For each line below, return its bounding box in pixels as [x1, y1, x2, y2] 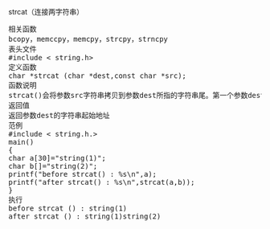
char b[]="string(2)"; [8, 162, 98, 170]
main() [8, 137, 35, 146]
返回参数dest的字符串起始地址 [8, 111, 110, 120]
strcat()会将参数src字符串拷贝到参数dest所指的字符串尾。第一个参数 [8, 91, 248, 100]
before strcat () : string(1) [8, 204, 128, 213]
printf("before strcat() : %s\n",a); [8, 170, 157, 178]
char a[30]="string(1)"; [8, 153, 106, 162]
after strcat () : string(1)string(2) [8, 212, 162, 221]
